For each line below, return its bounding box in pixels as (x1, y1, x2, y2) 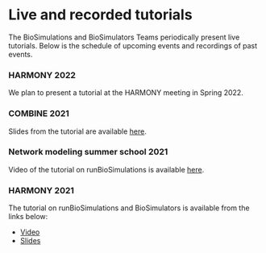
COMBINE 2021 (8, 108, 70, 119)
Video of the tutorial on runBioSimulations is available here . (8, 164, 205, 174)
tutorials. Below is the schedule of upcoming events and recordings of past (8, 40, 258, 50)
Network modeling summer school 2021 (8, 147, 168, 158)
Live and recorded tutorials (8, 6, 193, 24)
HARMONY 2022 (8, 69, 77, 81)
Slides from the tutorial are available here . (8, 126, 147, 136)
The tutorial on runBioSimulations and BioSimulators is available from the (8, 203, 250, 213)
